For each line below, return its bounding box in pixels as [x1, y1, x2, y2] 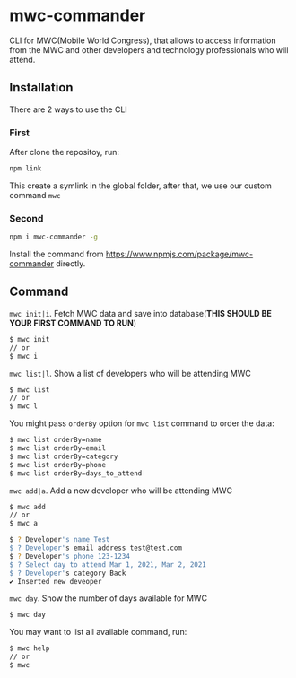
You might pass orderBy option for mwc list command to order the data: [9, 418, 275, 429]
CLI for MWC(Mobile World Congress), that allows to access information [9, 35, 276, 46]
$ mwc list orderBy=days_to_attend [9, 468, 143, 478]
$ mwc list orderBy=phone [9, 460, 106, 469]
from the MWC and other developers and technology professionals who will [9, 44, 289, 55]
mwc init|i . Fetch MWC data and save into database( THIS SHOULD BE [9, 308, 272, 318]
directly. [56, 258, 86, 269]
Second [9, 212, 44, 224]
